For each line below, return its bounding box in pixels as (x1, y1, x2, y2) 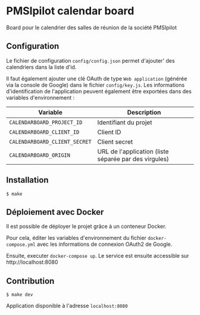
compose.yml (6, 242, 36, 248)
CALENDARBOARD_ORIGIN (9, 152, 70, 159)
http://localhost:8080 (6, 258, 58, 266)
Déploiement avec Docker (6, 207, 104, 217)
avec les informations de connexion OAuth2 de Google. (36, 240, 173, 248)
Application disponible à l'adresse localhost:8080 (6, 302, 128, 310)
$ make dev (6, 292, 33, 298)
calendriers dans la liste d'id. (6, 63, 77, 70)
